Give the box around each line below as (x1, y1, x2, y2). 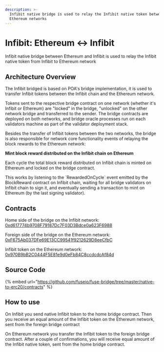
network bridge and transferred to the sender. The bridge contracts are (5, 111, 148, 117)
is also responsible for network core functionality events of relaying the (5, 136, 148, 142)
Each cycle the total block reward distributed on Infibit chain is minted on (5, 160, 152, 166)
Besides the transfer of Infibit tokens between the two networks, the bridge (5, 130, 156, 137)
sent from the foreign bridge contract (5, 321, 80, 327)
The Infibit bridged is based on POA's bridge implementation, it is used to (5, 86, 152, 92)
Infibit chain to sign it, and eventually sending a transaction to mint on (5, 185, 145, 191)
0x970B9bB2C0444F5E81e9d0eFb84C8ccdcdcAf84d (5, 251, 114, 257)
